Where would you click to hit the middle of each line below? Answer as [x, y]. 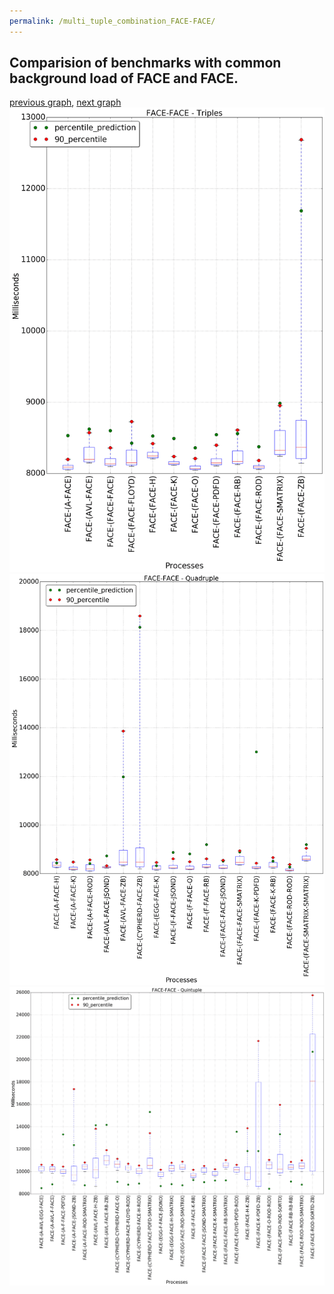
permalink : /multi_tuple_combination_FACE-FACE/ [112, 21]
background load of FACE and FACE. [124, 78]
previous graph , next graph [65, 102]
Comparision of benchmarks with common [145, 63]
